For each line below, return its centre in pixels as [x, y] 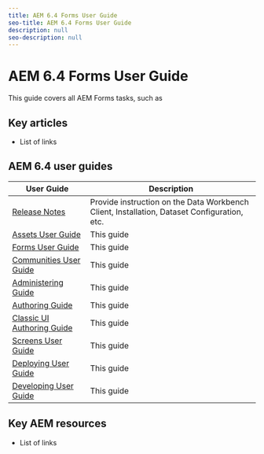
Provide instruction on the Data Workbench [169, 201]
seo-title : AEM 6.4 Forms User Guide [70, 23]
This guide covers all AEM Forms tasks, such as [85, 98]
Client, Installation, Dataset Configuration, [167, 212]
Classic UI [31, 318]
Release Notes [39, 212]
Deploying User [40, 363]
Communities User [46, 260]
